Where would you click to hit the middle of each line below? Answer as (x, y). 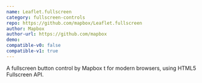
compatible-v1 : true (32, 51)
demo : (13, 40)
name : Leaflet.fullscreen (39, 12)
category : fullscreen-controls (46, 17)
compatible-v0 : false (34, 46)
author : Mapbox (25, 29)
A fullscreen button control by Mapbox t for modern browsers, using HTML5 (101, 68)
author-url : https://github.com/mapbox (57, 34)
